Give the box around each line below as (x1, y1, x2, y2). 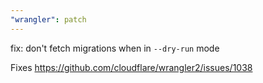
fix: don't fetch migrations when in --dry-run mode (10, 42, 220, 54)
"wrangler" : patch (10, 14, 87, 25)
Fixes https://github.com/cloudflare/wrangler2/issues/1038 (10, 61, 253, 73)
